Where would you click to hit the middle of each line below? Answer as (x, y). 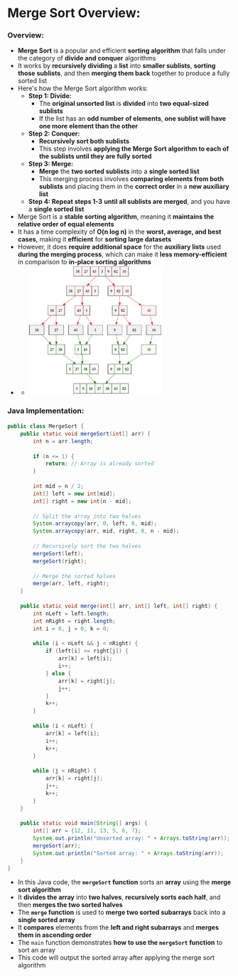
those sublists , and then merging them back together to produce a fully (124, 73)
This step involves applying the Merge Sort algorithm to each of (134, 149)
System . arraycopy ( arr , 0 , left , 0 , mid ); (95, 524)
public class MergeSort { (45, 427)
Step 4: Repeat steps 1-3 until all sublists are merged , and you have (129, 202)
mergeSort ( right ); (60, 561)
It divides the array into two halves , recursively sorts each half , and (119, 897)
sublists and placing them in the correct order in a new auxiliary (134, 187)
